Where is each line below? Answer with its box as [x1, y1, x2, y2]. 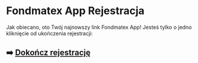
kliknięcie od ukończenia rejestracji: [6, 29, 93, 37]
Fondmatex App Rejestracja [6, 4, 145, 18]
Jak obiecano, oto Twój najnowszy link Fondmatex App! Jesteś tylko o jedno [6, 24, 192, 31]
